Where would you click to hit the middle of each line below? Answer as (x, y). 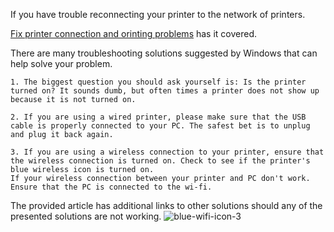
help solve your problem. (61, 63)
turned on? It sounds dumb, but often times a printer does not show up (165, 91)
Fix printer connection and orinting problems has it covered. (134, 33)
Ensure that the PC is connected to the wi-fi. (111, 187)
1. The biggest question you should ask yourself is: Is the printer (158, 82)
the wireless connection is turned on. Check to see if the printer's (160, 161)
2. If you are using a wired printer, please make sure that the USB (158, 117)
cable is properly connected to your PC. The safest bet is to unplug (160, 126)
